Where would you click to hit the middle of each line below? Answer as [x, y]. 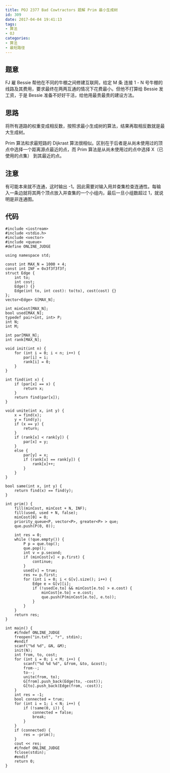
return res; [27, 615]
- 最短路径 [15, 48]
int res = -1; [29, 695]
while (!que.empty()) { [39, 539]
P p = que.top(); [41, 544]
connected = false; [53, 712]
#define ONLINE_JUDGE [28, 247]
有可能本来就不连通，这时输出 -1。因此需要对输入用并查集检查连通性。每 [81, 187]
